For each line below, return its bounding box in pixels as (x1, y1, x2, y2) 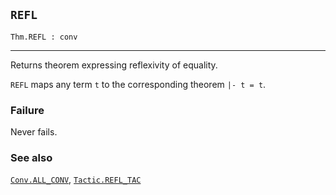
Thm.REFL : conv (10, 32, 78, 42)
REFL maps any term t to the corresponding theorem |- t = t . (10, 78, 267, 90)
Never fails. (10, 126, 58, 138)
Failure (10, 103, 45, 117)
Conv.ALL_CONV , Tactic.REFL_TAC (10, 174, 142, 186)
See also (10, 151, 53, 165)
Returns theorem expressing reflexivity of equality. (10, 59, 218, 71)
